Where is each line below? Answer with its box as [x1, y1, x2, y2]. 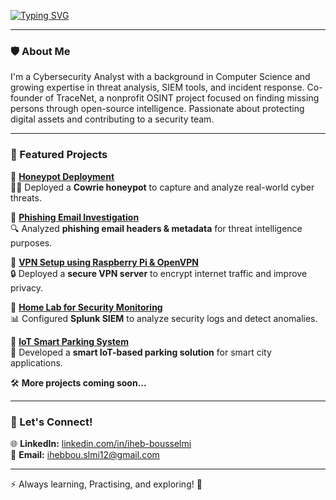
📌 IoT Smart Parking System [10, 335, 129, 347]
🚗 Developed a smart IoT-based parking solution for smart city [10, 346, 272, 358]
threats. [10, 191, 42, 204]
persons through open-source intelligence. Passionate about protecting [10, 103, 305, 115]
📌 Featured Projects [10, 148, 108, 162]
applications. [10, 356, 63, 369]
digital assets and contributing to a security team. [10, 113, 215, 125]
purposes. [10, 236, 53, 249]
